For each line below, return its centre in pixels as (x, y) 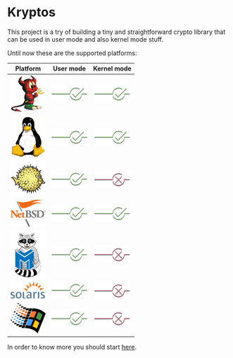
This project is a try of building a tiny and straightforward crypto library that (116, 32)
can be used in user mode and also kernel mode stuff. (86, 39)
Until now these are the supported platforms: (72, 53)
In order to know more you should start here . (72, 347)
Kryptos (32, 12)
